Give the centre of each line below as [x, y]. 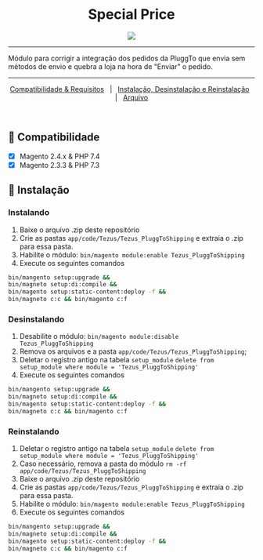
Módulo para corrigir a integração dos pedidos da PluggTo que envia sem [127, 58]
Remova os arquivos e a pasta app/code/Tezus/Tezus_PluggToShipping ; [133, 351]
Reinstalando [34, 431]
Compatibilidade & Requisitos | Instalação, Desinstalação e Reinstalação [130, 89]
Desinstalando [36, 319]
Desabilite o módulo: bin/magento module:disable [99, 336]
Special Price [131, 15]
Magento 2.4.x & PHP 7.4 [59, 156]
